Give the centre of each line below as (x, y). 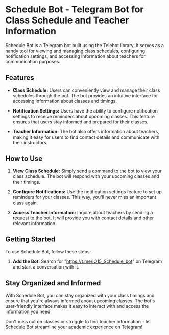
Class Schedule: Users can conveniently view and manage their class (86, 90)
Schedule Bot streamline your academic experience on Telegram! (74, 327)
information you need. (29, 312)
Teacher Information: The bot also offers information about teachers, (86, 131)
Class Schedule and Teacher (67, 20)
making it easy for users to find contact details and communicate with (86, 137)
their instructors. (30, 142)
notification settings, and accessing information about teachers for (75, 56)
